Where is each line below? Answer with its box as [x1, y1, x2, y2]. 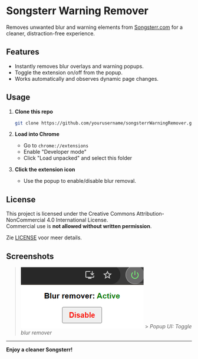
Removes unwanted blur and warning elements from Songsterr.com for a [6, 24, 183, 31]
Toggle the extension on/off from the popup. [14, 69, 123, 76]
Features [6, 47, 39, 57]
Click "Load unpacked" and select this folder [23, 154, 133, 162]
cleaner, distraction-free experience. [6, 29, 95, 37]
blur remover [20, 329, 52, 337]
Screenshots [6, 251, 54, 261]
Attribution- [136, 210, 165, 218]
